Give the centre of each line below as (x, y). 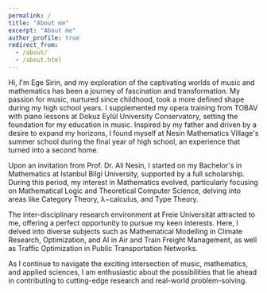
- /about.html (39, 60)
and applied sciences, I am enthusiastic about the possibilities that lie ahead (133, 272)
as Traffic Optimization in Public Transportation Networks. (103, 248)
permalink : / (30, 15)
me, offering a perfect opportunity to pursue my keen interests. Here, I (123, 222)
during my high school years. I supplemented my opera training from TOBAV (133, 107)
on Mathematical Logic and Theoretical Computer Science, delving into (125, 191)
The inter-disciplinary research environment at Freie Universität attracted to (132, 214)
